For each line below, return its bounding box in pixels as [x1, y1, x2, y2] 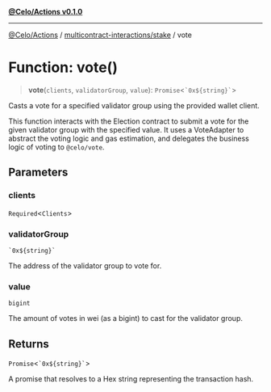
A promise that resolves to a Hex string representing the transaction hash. [8, 374, 254, 384]
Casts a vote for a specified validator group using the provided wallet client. [8, 100, 260, 110]
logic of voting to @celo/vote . [8, 141, 105, 152]
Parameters [8, 166, 69, 179]
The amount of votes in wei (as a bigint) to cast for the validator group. [8, 314, 244, 323]
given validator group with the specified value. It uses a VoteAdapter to [8, 124, 244, 134]
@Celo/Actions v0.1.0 [8, 7, 83, 16]
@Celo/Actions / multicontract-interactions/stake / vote [8, 30, 192, 40]
